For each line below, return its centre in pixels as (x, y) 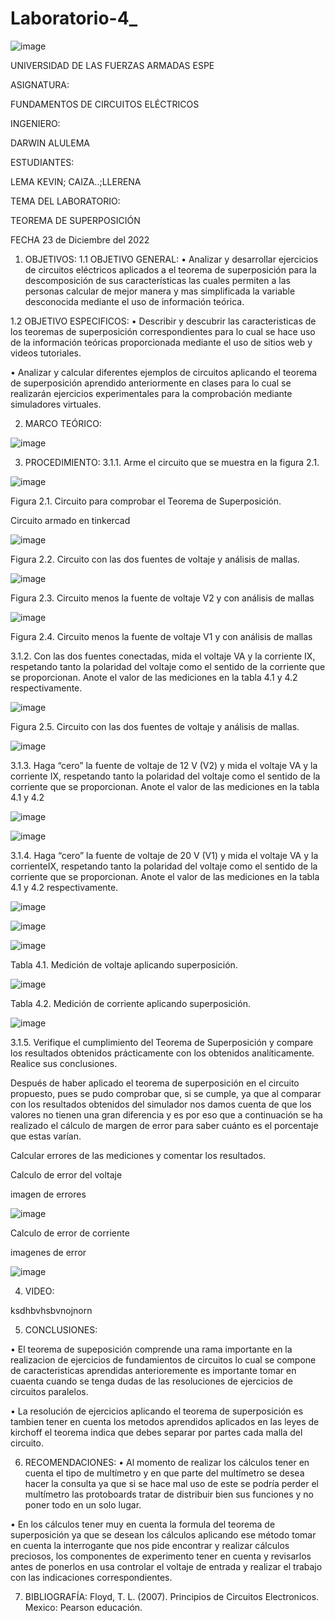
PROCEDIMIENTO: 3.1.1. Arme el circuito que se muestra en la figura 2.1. (172, 462)
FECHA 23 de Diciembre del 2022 (80, 239)
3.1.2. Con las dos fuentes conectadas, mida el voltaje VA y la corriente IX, (163, 656)
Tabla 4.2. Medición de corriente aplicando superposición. (130, 1003)
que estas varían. (46, 1136)
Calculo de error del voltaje (66, 1174)
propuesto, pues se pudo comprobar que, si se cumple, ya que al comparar (166, 1093)
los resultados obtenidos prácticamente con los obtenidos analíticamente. (162, 1053)
